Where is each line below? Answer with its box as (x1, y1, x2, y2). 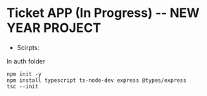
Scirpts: (16, 43, 40, 52)
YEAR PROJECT (6, 20, 101, 36)
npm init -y (6, 71, 42, 78)
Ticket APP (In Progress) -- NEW (6, 5, 200, 21)
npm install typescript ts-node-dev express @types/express (6, 76, 187, 84)
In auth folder (6, 56, 46, 65)
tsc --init (6, 83, 39, 90)
